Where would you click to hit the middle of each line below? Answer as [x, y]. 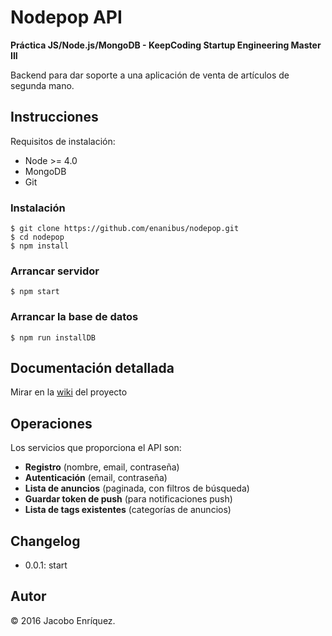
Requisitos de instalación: [63, 141]
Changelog [45, 541]
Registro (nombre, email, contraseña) [102, 467]
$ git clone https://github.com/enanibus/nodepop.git [125, 229]
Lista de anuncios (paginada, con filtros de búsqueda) [137, 488]
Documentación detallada [92, 368]
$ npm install [40, 246]
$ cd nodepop [37, 237]
